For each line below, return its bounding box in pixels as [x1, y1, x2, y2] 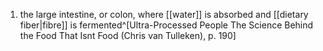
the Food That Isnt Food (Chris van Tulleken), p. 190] [19, 30, 237, 41]
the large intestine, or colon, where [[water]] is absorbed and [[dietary [19, 9, 309, 20]
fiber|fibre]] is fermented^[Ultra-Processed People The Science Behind [19, 19, 314, 31]
